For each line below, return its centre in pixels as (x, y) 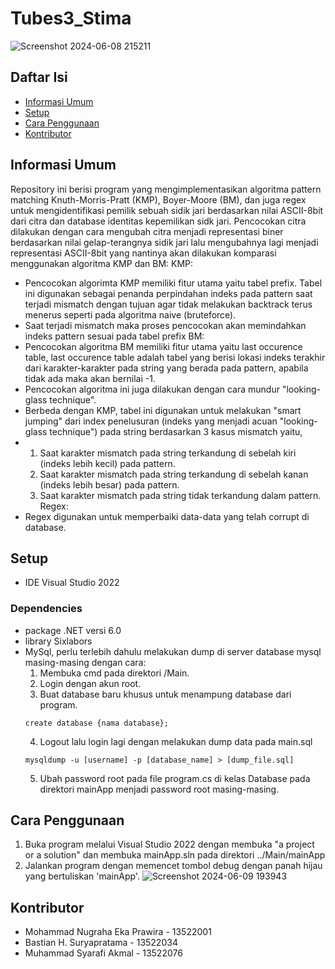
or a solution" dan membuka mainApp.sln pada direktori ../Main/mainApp (175, 855)
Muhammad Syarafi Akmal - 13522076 (103, 953)
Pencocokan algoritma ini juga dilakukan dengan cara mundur (152, 389)
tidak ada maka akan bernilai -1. (90, 378)
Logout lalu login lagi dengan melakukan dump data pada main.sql (176, 741)
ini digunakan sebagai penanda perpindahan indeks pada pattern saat (168, 293)
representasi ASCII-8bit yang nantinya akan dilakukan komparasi (143, 253)
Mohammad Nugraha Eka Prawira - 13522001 (118, 932)
